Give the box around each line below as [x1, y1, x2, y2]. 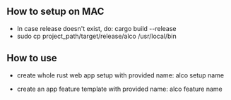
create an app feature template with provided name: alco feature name [16, 85, 223, 93]
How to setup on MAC [6, 6, 105, 18]
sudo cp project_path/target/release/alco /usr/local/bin [16, 32, 177, 40]
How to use [6, 52, 57, 64]
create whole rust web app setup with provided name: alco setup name [16, 70, 224, 80]
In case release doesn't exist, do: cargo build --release [16, 24, 177, 32]
